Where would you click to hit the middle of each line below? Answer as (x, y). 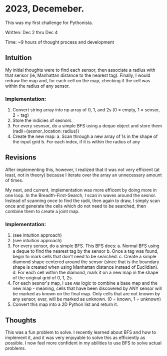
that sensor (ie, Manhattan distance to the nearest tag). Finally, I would (78, 75)
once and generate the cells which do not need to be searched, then (76, 206)
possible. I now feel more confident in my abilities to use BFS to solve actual (83, 343)
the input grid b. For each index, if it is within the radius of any (76, 142)
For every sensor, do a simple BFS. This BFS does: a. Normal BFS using (86, 246)
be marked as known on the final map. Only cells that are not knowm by (86, 294)
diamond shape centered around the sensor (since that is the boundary (86, 262)
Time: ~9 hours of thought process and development (60, 42)
